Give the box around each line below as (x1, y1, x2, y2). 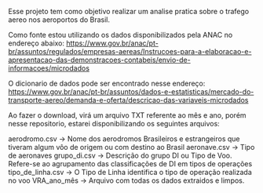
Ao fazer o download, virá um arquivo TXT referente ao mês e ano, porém (8, 111, 247, 120)
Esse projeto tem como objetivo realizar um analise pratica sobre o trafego (8, 7, 250, 16)
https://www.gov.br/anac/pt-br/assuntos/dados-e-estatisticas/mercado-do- (8, 87, 254, 96)
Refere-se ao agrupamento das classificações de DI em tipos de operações (8, 159, 253, 168)
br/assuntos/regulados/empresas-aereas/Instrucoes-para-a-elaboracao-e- (8, 47, 252, 56)
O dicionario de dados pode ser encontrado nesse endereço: (8, 78, 206, 88)
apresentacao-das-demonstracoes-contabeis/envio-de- (8, 55, 191, 64)
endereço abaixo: (8, 38, 65, 48)
